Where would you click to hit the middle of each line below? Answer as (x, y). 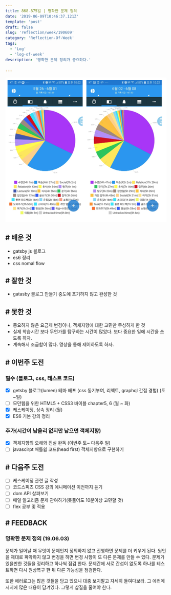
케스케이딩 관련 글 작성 (35, 481)
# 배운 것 (18, 238)
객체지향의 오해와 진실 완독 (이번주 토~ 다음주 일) (62, 443)
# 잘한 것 (18, 281)
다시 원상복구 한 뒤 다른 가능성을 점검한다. (60, 570)
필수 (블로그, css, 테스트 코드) (40, 378)
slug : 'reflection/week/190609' (40, 33)
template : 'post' (24, 22)
